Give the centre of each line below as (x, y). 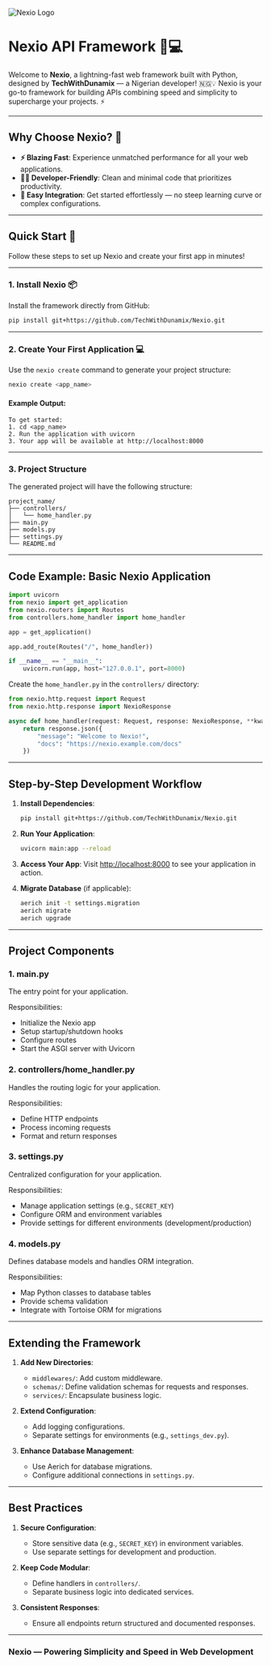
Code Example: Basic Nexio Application (110, 576)
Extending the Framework (75, 1343)
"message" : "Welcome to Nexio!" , (94, 736)
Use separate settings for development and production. (124, 1552)
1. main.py (29, 974)
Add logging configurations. (78, 1426)
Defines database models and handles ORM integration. (101, 1261)
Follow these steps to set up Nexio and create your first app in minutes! (127, 256)
